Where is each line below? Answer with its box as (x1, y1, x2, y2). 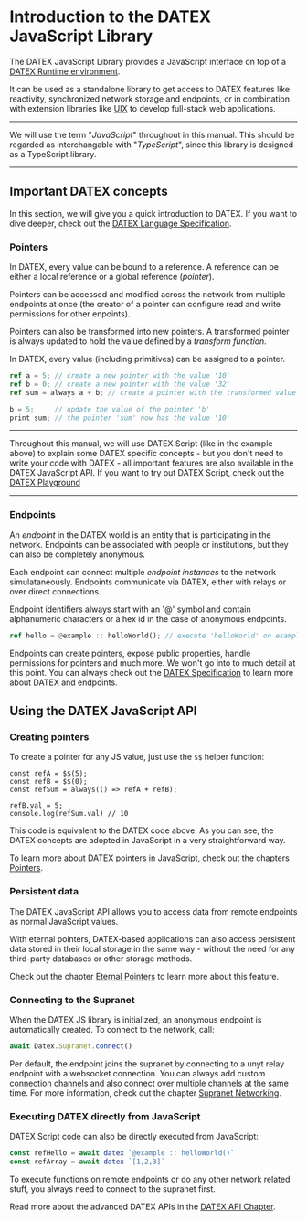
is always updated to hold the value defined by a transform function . (9, 336, 267, 347)
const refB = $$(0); (9, 777, 89, 787)
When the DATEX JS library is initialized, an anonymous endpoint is (9, 1013, 262, 1025)
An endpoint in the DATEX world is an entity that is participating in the (9, 529, 271, 541)
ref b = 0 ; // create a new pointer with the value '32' (9, 380, 231, 389)
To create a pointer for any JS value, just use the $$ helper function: (9, 752, 265, 763)
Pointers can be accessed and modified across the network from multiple (9, 289, 286, 300)
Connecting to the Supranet (9, 993, 135, 1006)
